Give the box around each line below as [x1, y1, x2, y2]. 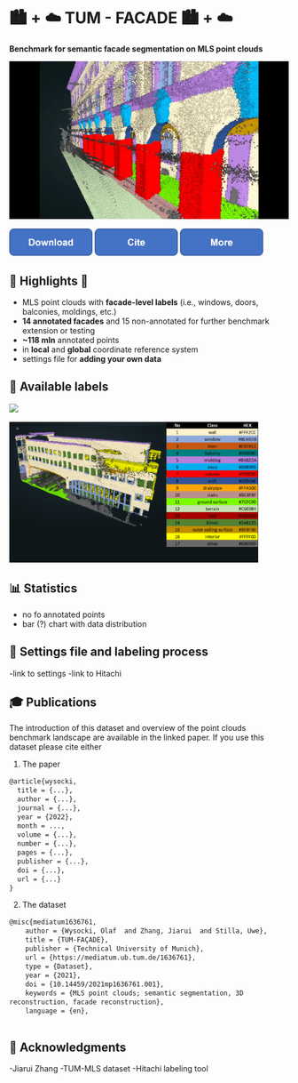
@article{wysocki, [9, 777, 77, 786]
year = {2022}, [17, 813, 74, 822]
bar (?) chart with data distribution [21, 618, 147, 629]
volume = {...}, [17, 830, 77, 839]
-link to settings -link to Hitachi [9, 668, 122, 678]
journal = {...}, [17, 804, 82, 813]
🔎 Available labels [9, 380, 109, 395]
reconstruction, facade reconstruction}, [9, 998, 165, 1007]
